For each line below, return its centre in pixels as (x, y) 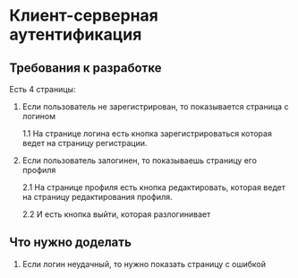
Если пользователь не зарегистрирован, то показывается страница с (155, 107)
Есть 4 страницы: (43, 89)
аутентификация (76, 35)
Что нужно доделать (71, 243)
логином (39, 116)
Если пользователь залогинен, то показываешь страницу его (140, 161)
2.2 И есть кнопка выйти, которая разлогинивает (116, 214)
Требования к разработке (85, 68)
